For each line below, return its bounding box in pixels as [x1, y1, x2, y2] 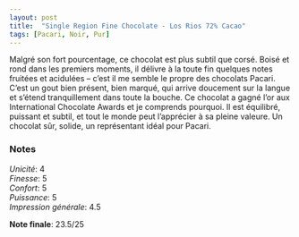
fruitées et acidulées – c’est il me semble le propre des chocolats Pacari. [9, 73, 276, 84]
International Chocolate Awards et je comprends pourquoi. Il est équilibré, [9, 102, 280, 113]
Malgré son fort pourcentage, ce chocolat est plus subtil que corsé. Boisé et [9, 55, 290, 65]
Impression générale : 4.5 [9, 201, 101, 212]
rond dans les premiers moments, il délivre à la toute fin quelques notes [9, 63, 273, 74]
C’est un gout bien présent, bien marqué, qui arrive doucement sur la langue [9, 82, 291, 94]
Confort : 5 [9, 182, 47, 193]
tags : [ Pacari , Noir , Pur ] [9, 30, 110, 38]
